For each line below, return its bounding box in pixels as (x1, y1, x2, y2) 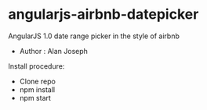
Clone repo (19, 76, 56, 86)
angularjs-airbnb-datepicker (8, 5, 199, 23)
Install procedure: (8, 61, 65, 71)
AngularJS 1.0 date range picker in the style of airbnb (8, 31, 180, 41)
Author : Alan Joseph (19, 46, 89, 55)
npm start (19, 93, 51, 102)
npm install (19, 84, 56, 94)
